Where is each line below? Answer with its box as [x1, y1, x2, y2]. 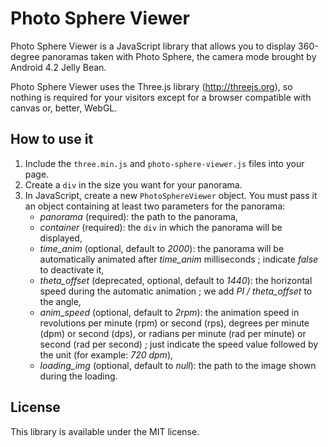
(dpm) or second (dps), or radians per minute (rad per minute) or [39, 327, 307, 339]
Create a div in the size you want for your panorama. [24, 178, 243, 191]
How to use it [10, 131, 94, 148]
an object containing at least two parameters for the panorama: [24, 200, 286, 212]
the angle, [39, 295, 82, 307]
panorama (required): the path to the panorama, [39, 210, 238, 222]
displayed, [39, 232, 83, 244]
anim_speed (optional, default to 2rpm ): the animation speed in [39, 306, 300, 318]
